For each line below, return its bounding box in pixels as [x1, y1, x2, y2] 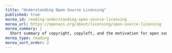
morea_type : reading [5, 36, 50, 41]
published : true [5, 12, 40, 17]
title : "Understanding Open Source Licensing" [5, 7, 106, 13]
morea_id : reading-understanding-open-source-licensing [5, 17, 127, 22]
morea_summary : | [5, 26, 42, 31]
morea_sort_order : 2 [5, 40, 50, 45]
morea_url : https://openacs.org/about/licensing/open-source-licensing [5, 21, 161, 27]
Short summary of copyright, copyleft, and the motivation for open [10, 31, 159, 36]
